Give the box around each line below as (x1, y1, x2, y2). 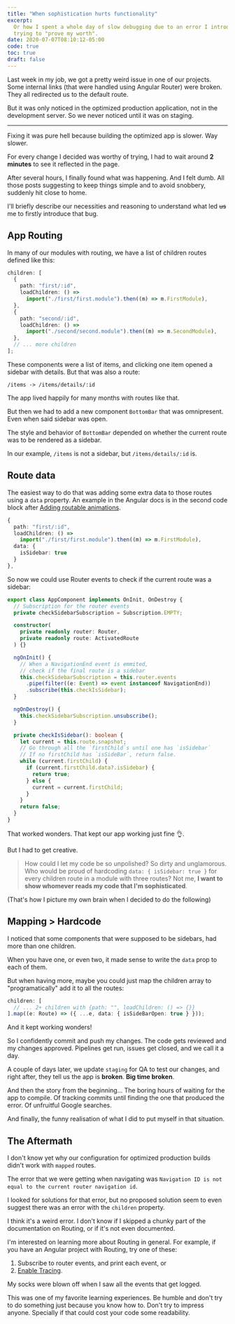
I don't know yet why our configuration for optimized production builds (7, 1154, 211, 1162)
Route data (7, 469, 56, 481)
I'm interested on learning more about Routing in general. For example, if (7, 1238, 216, 1246)
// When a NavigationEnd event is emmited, (20, 660, 149, 667)
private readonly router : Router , (20, 629, 120, 636)
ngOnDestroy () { (13, 706, 61, 713)
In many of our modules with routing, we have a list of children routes (7, 248, 207, 257)
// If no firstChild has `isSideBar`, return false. (20, 751, 177, 758)
